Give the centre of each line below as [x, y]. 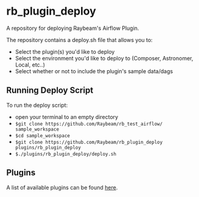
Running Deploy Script [50, 91]
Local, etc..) [30, 65]
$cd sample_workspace [42, 135]
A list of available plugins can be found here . [62, 187]
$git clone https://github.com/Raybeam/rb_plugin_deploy [89, 142]
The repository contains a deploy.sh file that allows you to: [80, 40]
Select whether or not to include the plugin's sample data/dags [94, 71]
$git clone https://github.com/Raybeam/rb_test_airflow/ [89, 124]
